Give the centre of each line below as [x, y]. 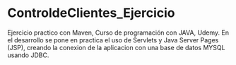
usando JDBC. [28, 55]
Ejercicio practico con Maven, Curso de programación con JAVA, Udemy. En [118, 32]
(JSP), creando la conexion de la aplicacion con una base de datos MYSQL [116, 47]
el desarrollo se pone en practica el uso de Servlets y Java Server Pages [113, 40]
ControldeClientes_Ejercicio [91, 13]
